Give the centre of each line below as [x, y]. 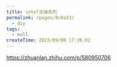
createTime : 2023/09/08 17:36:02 [48, 40]
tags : [13, 29]
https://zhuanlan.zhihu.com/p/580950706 [59, 58]
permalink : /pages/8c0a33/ [40, 18]
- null [20, 35]
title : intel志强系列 [32, 12]
